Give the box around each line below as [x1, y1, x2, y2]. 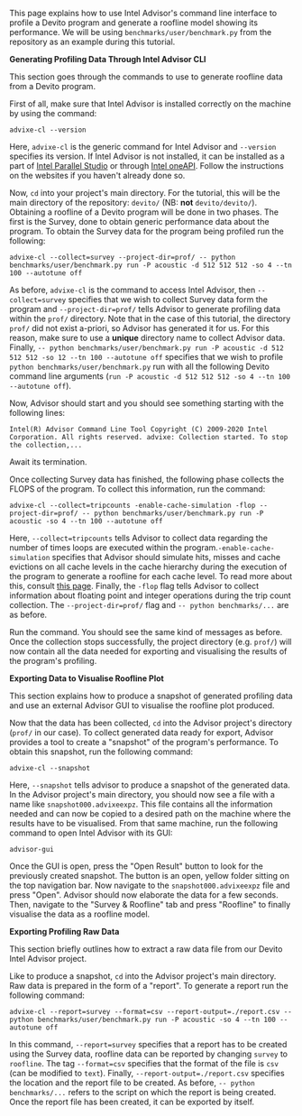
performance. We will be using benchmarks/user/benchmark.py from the [9, 27, 272, 37]
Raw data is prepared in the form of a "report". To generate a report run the [9, 981, 288, 991]
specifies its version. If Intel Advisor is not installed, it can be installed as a [9, 151, 286, 161]
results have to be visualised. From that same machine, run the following [9, 818, 279, 828]
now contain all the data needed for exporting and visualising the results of [9, 646, 288, 657]
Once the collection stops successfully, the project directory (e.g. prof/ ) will [9, 636, 292, 647]
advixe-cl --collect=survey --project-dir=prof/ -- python [9, 253, 236, 262]
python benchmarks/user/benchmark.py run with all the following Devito [9, 361, 270, 372]
